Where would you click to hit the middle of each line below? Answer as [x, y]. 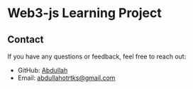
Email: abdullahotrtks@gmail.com [66, 78]
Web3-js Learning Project [84, 13]
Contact [26, 40]
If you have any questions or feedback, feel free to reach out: [97, 56]
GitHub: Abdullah [43, 70]
